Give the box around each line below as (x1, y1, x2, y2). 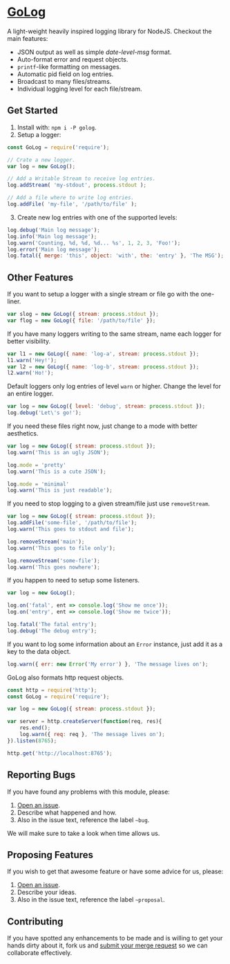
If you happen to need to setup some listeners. (7, 576, 140, 584)
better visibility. (7, 337, 51, 345)
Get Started (7, 105, 58, 116)
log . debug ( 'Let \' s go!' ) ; (7, 409, 82, 416)
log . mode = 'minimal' (7, 481, 70, 488)
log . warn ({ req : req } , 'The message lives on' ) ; (19, 731, 166, 738)
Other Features (7, 271, 74, 283)
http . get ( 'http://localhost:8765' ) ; (7, 749, 113, 757)
